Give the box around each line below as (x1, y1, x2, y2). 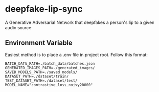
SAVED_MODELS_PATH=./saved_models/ (5, 70, 78, 74)
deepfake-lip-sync (5, 3, 83, 15)
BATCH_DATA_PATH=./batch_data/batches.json (5, 61, 95, 66)
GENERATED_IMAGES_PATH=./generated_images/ (5, 65, 95, 70)
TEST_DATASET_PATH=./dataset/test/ (5, 78, 78, 83)
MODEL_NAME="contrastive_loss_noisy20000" (5, 82, 93, 87)
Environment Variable (5, 39, 72, 47)
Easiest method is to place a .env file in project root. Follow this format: (5, 52, 148, 57)
